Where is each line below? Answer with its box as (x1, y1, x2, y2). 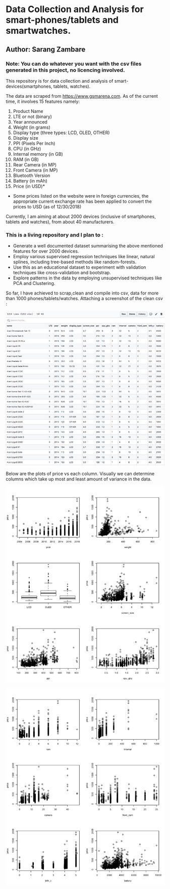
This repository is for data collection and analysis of (6, 78, 114, 84)
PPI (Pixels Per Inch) (13, 140, 55, 146)
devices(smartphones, (6, 83, 52, 89)
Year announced (13, 118, 47, 125)
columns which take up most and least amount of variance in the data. (6, 476, 152, 482)
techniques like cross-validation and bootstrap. (13, 270, 111, 276)
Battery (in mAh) (13, 177, 47, 184)
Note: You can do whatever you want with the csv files (6, 60, 142, 67)
